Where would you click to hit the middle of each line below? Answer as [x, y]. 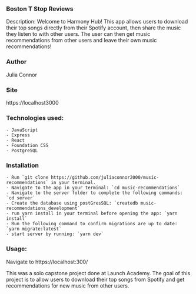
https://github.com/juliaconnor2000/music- [105, 178]
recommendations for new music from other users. [68, 285]
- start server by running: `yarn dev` [55, 234]
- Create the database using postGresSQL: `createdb [72, 203]
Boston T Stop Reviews [40, 9]
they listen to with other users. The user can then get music [78, 34]
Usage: [17, 249]
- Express [18, 135]
